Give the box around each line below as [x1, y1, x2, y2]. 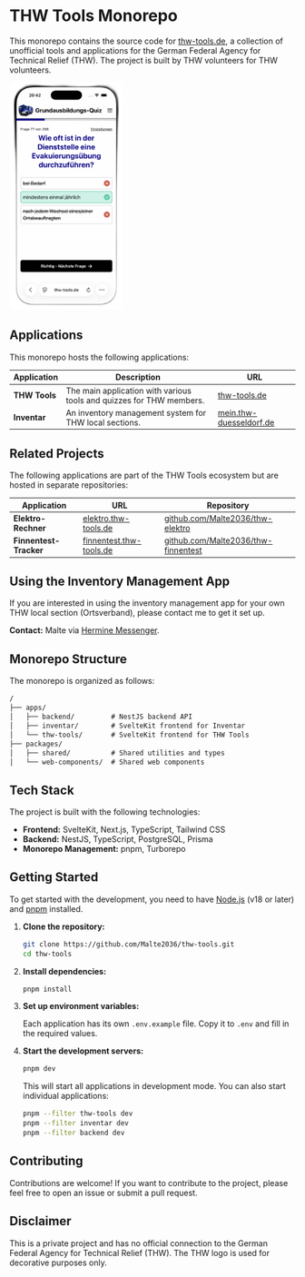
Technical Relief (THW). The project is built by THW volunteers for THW [9, 54, 279, 65]
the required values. [22, 1028, 98, 1039]
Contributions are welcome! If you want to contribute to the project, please [9, 1177, 289, 1188]
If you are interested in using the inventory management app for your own [9, 598, 285, 609]
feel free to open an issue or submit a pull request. [9, 1187, 198, 1198]
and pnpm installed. [9, 903, 84, 914]
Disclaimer [9, 1213, 72, 1229]
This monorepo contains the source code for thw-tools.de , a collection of [9, 35, 284, 46]
